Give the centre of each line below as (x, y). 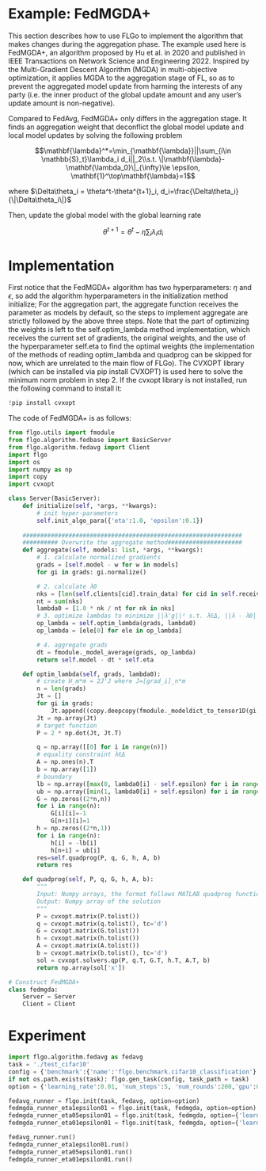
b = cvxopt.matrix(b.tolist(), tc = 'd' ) (103, 953)
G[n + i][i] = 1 (70, 821)
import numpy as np (40, 469)
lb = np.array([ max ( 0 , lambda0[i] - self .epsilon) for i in (138, 784)
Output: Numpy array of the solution (99, 901)
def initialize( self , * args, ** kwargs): (90, 506)
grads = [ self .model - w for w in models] (108, 565)
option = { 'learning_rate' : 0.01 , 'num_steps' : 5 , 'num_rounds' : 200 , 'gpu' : (133, 1086)
